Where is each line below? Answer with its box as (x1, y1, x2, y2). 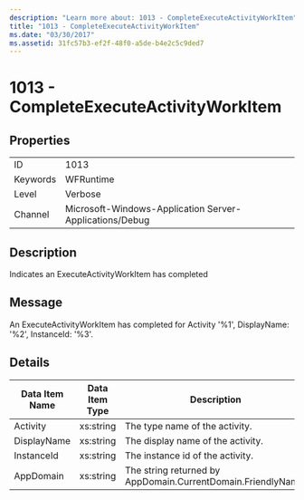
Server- (206, 203, 242, 216)
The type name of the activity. (125, 419, 252, 432)
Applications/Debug (64, 214, 150, 226)
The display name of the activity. (125, 434, 264, 447)
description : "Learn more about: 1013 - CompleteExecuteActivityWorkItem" (9, 13, 298, 23)
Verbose (64, 187, 101, 200)
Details (9, 355, 50, 370)
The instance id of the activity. (125, 449, 253, 462)
